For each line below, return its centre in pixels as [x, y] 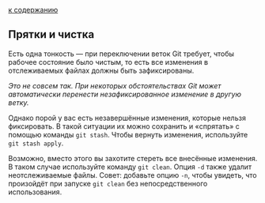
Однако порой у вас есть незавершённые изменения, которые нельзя [127, 118]
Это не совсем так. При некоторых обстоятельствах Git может [115, 85]
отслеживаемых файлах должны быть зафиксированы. [101, 70]
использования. [35, 192]
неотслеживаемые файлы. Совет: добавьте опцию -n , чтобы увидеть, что [132, 175]
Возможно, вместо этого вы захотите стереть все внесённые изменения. [133, 158]
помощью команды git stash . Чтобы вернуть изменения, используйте [128, 134]
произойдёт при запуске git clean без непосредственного [108, 183]
